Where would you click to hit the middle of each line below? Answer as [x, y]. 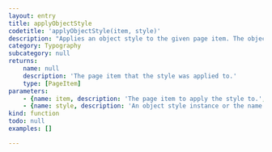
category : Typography [45, 46]
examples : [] [30, 129]
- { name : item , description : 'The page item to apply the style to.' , [144, 99]
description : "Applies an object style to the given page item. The [126, 38]
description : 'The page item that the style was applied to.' [130, 76]
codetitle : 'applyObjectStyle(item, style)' [85, 31]
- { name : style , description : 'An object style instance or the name [143, 106]
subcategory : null [39, 53]
